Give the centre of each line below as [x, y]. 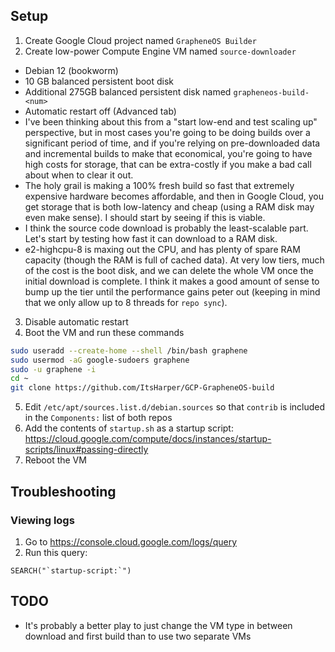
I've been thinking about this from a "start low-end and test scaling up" [171, 121]
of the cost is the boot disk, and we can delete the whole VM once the [169, 270]
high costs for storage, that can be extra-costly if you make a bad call [168, 164]
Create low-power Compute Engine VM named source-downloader [160, 51]
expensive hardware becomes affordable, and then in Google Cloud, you [174, 196]
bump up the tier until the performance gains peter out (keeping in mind [172, 291]
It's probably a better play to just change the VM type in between [158, 625]
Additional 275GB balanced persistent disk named [128, 91]
